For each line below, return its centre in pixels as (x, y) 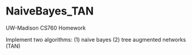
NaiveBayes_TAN (50, 11)
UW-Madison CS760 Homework (46, 28)
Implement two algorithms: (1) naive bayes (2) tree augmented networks (96, 39)
